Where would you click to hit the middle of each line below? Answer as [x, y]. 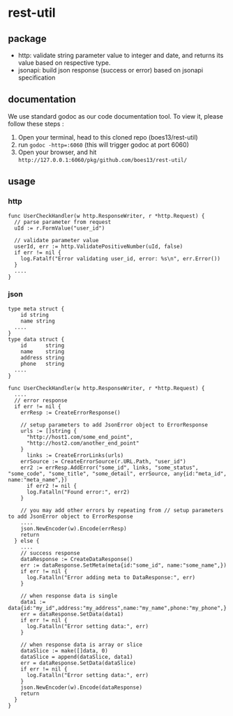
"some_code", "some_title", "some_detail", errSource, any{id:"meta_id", [118, 473]
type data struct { [36, 339]
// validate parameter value [57, 240]
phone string [43, 364]
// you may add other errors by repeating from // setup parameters [122, 510]
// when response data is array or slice [81, 644]
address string [43, 357]
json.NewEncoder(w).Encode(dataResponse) [81, 687]
